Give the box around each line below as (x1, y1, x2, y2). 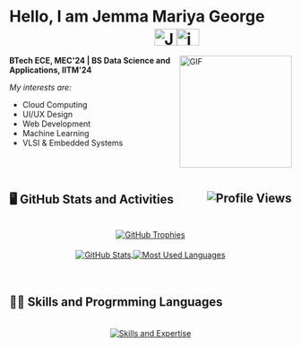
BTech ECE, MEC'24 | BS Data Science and (9, 56, 171, 66)
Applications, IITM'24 (9, 65, 92, 75)
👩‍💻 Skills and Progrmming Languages (9, 294, 223, 310)
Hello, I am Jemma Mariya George (9, 6, 265, 27)
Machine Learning (21, 128, 90, 139)
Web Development (21, 118, 91, 129)
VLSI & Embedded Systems (21, 137, 124, 149)
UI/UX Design (21, 109, 73, 120)
